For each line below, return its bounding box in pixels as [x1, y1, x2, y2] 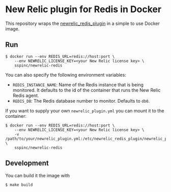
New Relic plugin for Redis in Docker [5, 4, 162, 15]
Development [5, 159, 49, 168]
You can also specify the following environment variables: [5, 72, 126, 78]
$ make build [5, 182, 33, 187]
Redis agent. [12, 92, 39, 99]
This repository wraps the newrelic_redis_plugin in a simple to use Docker [5, 20, 160, 26]
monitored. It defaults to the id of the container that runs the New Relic [12, 87, 161, 93]
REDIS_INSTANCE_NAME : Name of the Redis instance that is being [12, 81, 144, 87]
